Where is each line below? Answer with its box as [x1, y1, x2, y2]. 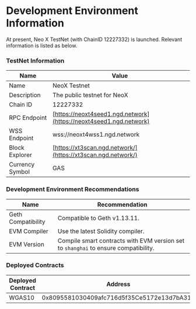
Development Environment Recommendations [6, 185, 139, 193]
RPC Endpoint [9, 114, 47, 122]
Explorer [9, 151, 32, 159]
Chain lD [9, 100, 33, 109]
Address [106, 280, 131, 288]
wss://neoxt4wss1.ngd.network [52, 130, 140, 138]
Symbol [9, 168, 30, 176]
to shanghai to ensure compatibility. [57, 244, 155, 252]
